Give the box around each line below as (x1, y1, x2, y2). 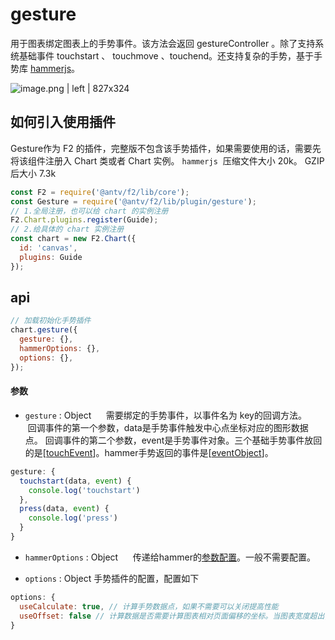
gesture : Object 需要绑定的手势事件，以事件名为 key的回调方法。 (24, 409, 307, 421)
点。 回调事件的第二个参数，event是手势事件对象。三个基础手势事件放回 (24, 434, 323, 446)
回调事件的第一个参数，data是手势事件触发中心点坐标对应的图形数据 (27, 421, 309, 433)
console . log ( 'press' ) (28, 513, 118, 523)
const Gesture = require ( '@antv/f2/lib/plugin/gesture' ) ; (10, 196, 257, 207)
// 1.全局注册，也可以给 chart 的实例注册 (10, 206, 169, 216)
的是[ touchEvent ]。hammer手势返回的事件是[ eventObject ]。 (24, 446, 274, 458)
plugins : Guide (19, 252, 83, 262)
